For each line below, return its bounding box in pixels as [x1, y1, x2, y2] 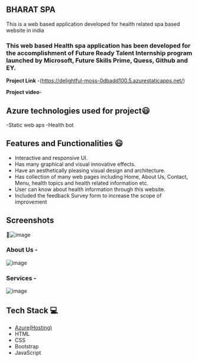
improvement [14, 198, 47, 205]
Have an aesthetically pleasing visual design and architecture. [14, 167, 165, 174]
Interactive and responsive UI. [14, 154, 88, 161]
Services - [6, 274, 37, 282]
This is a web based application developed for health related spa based [6, 20, 180, 27]
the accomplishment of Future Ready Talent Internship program [6, 49, 193, 57]
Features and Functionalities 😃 [6, 138, 123, 148]
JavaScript [14, 349, 41, 356]
